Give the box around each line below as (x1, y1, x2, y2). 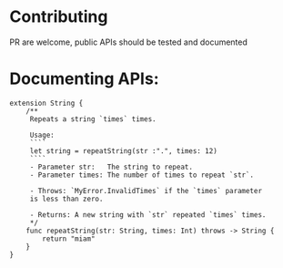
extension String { (9, 98, 84, 108)
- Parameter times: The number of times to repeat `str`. (29, 170, 255, 180)
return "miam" (42, 234, 96, 243)
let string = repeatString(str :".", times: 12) (29, 146, 218, 156)
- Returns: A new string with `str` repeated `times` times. (29, 210, 267, 220)
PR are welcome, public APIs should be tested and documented (9, 36, 248, 47)
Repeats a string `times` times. (29, 114, 157, 124)
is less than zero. (29, 194, 104, 203)
